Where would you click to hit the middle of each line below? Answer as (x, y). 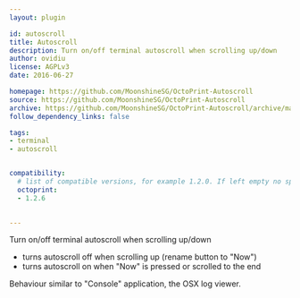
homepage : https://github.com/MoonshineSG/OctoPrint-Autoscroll (131, 91)
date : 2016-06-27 (42, 76)
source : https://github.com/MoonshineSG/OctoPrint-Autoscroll (127, 99)
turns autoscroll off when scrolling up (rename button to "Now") (139, 257)
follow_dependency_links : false (69, 116)
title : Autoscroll (43, 42)
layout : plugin (37, 17)
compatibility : (37, 174)
